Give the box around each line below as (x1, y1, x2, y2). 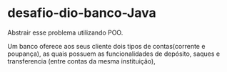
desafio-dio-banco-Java (7, 5, 157, 21)
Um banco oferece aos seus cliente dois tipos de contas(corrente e (7, 42, 206, 50)
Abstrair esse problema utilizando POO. (7, 28, 123, 37)
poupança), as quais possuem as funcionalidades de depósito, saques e (7, 49, 220, 58)
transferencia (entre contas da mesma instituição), (7, 56, 156, 65)
